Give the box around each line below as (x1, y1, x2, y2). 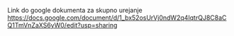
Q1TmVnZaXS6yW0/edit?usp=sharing (7, 21, 118, 29)
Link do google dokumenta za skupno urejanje (7, 6, 143, 14)
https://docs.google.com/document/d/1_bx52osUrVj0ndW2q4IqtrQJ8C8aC (7, 13, 227, 22)
